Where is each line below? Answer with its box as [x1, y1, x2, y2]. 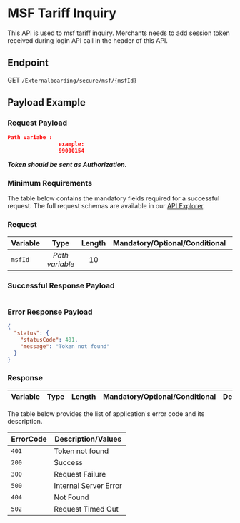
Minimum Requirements [7, 178, 93, 188]
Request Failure [54, 469, 106, 479]
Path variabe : [7, 134, 53, 141]
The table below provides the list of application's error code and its [7, 409, 205, 418]
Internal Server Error [54, 480, 123, 490]
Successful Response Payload [7, 280, 115, 290]
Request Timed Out [54, 504, 119, 514]
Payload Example [7, 96, 86, 108]
